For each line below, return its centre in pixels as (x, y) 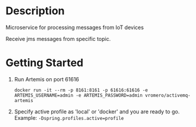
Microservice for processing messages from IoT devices (75, 27)
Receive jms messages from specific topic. (58, 39)
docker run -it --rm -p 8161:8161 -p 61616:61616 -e (81, 90)
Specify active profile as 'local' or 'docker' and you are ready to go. (97, 112)
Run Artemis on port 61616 (47, 79)
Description (35, 11)
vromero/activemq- (168, 95)
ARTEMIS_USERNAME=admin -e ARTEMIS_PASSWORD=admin (78, 95)
